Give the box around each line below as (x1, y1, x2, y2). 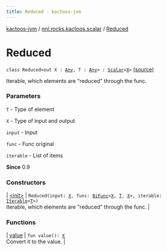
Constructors (6, 178, 46, 187)
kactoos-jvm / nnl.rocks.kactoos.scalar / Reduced (6, 25, 129, 32)
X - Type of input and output (6, 117, 76, 124)
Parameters (6, 92, 41, 100)
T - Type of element (6, 106, 55, 113)
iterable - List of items (6, 151, 63, 159)
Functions (6, 218, 36, 227)
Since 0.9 (6, 163, 30, 171)
